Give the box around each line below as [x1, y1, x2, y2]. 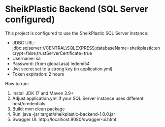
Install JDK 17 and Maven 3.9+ [12, 90, 74, 96]
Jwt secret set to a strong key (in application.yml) [12, 65, 113, 72]
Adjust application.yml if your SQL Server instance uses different [12, 95, 144, 101]
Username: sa [12, 55, 41, 61]
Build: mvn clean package [12, 106, 65, 112]
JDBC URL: [12, 39, 35, 45]
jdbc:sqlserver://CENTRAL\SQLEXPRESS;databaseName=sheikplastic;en [12, 45, 160, 51]
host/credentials [12, 100, 46, 106]
